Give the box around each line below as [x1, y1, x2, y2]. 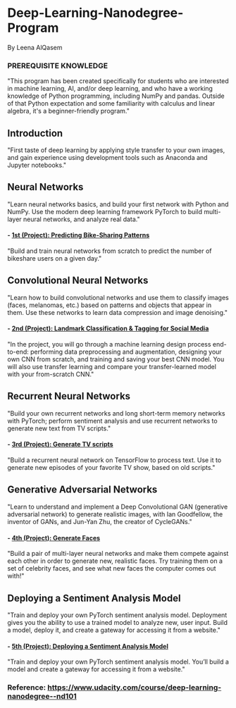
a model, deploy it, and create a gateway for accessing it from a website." [7, 626, 221, 634]
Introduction [7, 127, 63, 139]
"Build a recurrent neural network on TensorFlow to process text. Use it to [7, 456, 222, 464]
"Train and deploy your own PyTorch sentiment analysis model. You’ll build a [7, 657, 229, 666]
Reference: [7, 683, 46, 693]
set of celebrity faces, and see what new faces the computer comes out [7, 564, 216, 573]
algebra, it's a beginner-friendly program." [7, 107, 130, 116]
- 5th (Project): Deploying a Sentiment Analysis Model [7, 642, 169, 650]
